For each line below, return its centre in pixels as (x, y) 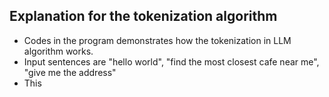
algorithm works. (58, 51)
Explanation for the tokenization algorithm (143, 16)
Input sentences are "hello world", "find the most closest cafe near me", (171, 61)
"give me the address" (70, 72)
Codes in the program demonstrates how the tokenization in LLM (157, 40)
